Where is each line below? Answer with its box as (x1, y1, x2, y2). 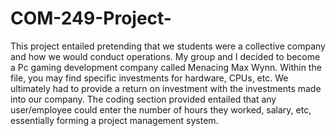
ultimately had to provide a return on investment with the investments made (10, 82, 322, 94)
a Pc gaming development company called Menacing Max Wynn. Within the (10, 61, 322, 73)
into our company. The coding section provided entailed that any (10, 93, 277, 105)
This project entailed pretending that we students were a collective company (10, 40, 326, 52)
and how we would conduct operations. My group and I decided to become (10, 50, 321, 62)
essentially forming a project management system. (10, 114, 219, 126)
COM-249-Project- (10, 7, 172, 30)
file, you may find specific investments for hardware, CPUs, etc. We (10, 72, 289, 84)
